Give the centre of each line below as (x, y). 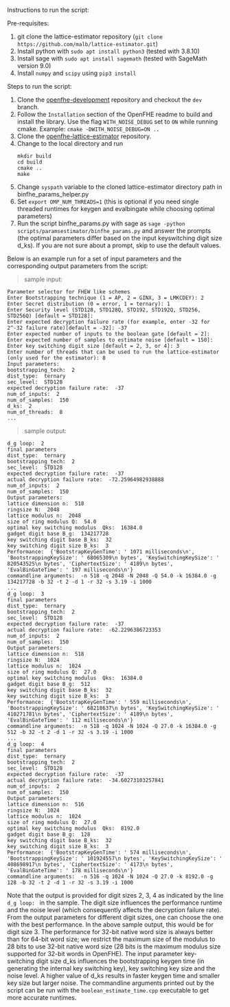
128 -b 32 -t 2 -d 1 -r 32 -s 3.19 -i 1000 (70, 883)
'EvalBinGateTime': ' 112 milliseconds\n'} (70, 720)
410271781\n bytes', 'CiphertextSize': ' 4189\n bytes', (90, 714)
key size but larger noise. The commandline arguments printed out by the (111, 983)
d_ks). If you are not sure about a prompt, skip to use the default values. (119, 245)
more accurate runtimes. (42, 997)
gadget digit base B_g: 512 (49, 684)
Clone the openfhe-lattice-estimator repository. (84, 136)
